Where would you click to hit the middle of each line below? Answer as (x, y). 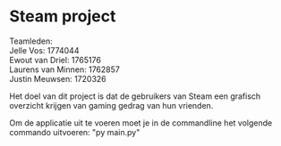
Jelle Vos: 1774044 (44, 50)
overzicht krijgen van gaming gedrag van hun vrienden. (111, 105)
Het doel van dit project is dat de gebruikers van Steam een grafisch (135, 96)
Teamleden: (31, 41)
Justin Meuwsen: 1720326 (58, 78)
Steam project (63, 16)
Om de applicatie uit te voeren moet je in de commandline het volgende (141, 123)
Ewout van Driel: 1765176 (55, 60)
